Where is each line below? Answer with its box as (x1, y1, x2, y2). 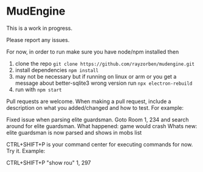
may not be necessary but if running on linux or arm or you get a (15, 73, 177, 80)
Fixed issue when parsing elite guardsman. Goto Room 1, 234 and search (6, 116, 190, 123)
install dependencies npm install (15, 66, 99, 74)
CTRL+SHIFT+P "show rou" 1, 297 (6, 159, 91, 166)
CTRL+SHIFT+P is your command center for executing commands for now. (6, 140, 193, 148)
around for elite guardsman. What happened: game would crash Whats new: (6, 122, 198, 129)
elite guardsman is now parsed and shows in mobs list (6, 129, 142, 136)
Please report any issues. (6, 36, 70, 43)
